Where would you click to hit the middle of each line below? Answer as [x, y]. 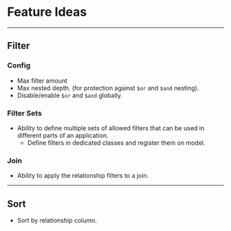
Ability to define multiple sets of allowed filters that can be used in [111, 128]
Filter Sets [25, 113]
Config [19, 66]
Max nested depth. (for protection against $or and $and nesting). [108, 88]
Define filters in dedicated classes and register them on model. [116, 143]
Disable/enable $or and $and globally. [69, 95]
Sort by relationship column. [57, 221]
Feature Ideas [47, 12]
